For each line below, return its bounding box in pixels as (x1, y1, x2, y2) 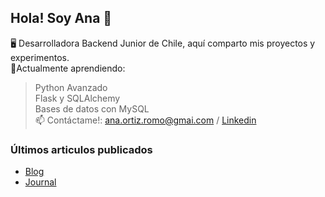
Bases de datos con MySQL (34, 102, 150, 115)
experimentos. (10, 51, 70, 63)
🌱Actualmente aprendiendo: (10, 62, 126, 74)
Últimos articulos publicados (10, 142, 153, 156)
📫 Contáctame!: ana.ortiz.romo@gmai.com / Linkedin (34, 114, 257, 126)
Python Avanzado (34, 81, 108, 93)
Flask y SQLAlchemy (34, 92, 121, 104)
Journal (24, 176, 57, 188)
